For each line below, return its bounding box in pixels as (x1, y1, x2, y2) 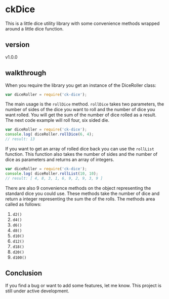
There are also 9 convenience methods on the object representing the (5, 185, 151, 191)
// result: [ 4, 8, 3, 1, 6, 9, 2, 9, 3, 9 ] (5, 176, 103, 181)
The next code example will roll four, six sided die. (5, 117, 110, 123)
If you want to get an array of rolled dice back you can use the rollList (5, 146, 154, 152)
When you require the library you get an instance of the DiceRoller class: (5, 82, 156, 88)
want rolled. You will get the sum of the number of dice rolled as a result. (5, 112, 157, 118)
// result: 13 (5, 137, 35, 142)
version (5, 41, 30, 49)
